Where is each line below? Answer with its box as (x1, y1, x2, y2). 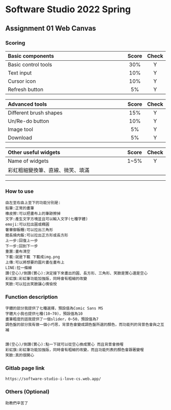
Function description (5, 294, 58, 301)
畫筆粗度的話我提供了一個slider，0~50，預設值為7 (5, 317, 99, 322)
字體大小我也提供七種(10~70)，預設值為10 (5, 311, 83, 317)
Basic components (8, 52, 54, 59)
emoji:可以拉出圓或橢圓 (5, 222, 50, 227)
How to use (5, 187, 34, 195)
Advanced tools (8, 101, 47, 108)
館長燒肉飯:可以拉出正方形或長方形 (5, 233, 69, 238)
